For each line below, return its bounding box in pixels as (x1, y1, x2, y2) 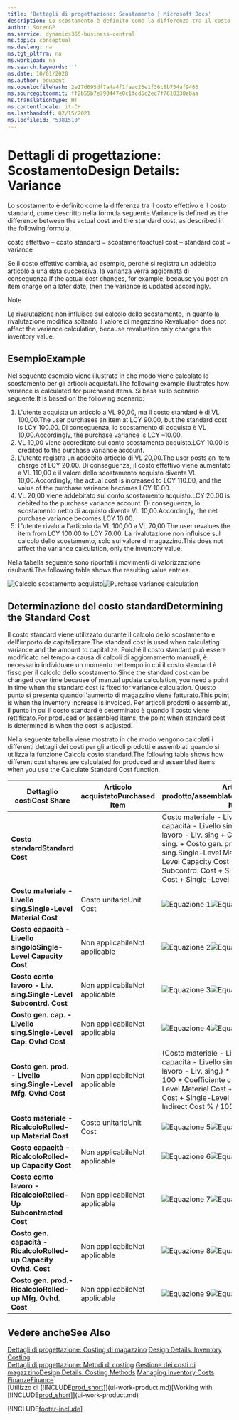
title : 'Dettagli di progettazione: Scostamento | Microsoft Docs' (7, 10, 212, 18)
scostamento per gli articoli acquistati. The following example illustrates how (7, 379, 230, 388)
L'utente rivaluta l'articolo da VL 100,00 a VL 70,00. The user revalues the (17, 522, 231, 530)
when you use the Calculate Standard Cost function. (7, 766, 161, 774)
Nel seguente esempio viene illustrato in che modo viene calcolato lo (7, 371, 209, 380)
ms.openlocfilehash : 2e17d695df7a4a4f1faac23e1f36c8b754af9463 (7, 83, 199, 91)
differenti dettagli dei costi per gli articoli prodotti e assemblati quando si (7, 743, 220, 751)
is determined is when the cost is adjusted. (7, 721, 133, 730)
